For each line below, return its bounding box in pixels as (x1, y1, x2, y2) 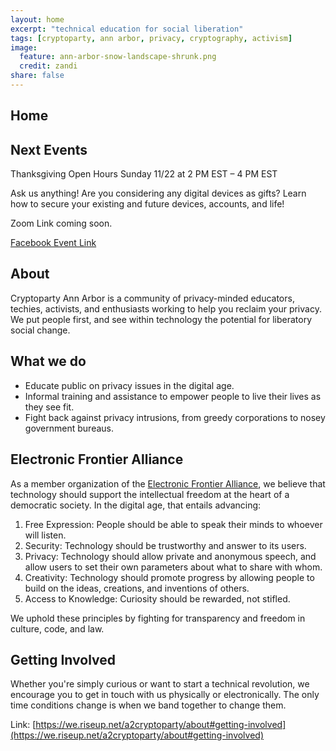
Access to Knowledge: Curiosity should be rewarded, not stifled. (24, 592, 291, 605)
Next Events (10, 141, 88, 158)
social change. (10, 324, 71, 336)
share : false (10, 71, 65, 81)
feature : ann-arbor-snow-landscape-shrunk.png (19, 52, 217, 62)
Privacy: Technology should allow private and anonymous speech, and (24, 550, 317, 562)
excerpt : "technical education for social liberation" (10, 24, 244, 34)
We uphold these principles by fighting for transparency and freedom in (10, 612, 306, 624)
